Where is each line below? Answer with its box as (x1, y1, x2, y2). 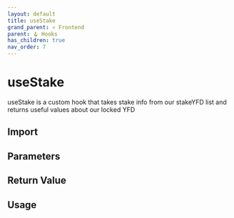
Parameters (7, 150, 61, 162)
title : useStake (7, 17, 56, 24)
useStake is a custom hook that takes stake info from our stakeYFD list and (7, 98, 227, 106)
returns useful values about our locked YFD (7, 105, 136, 114)
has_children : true (7, 37, 66, 44)
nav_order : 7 (7, 43, 46, 51)
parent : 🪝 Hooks (7, 30, 58, 38)
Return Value (7, 175, 66, 187)
